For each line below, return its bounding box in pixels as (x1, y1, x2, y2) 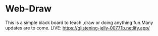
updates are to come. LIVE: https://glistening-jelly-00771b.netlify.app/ (5, 24, 150, 30)
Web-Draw (5, 3, 52, 14)
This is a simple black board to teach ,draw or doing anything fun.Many (5, 19, 153, 25)
